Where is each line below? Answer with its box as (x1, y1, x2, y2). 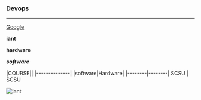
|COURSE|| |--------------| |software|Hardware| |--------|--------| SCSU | (6, 70, 189, 77)
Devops (6, 4, 29, 13)
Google (6, 23, 25, 31)
